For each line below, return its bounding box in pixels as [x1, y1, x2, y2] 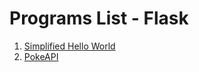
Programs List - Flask [9, 7, 189, 30]
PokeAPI [23, 50, 59, 62]
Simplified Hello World [23, 40, 116, 52]
